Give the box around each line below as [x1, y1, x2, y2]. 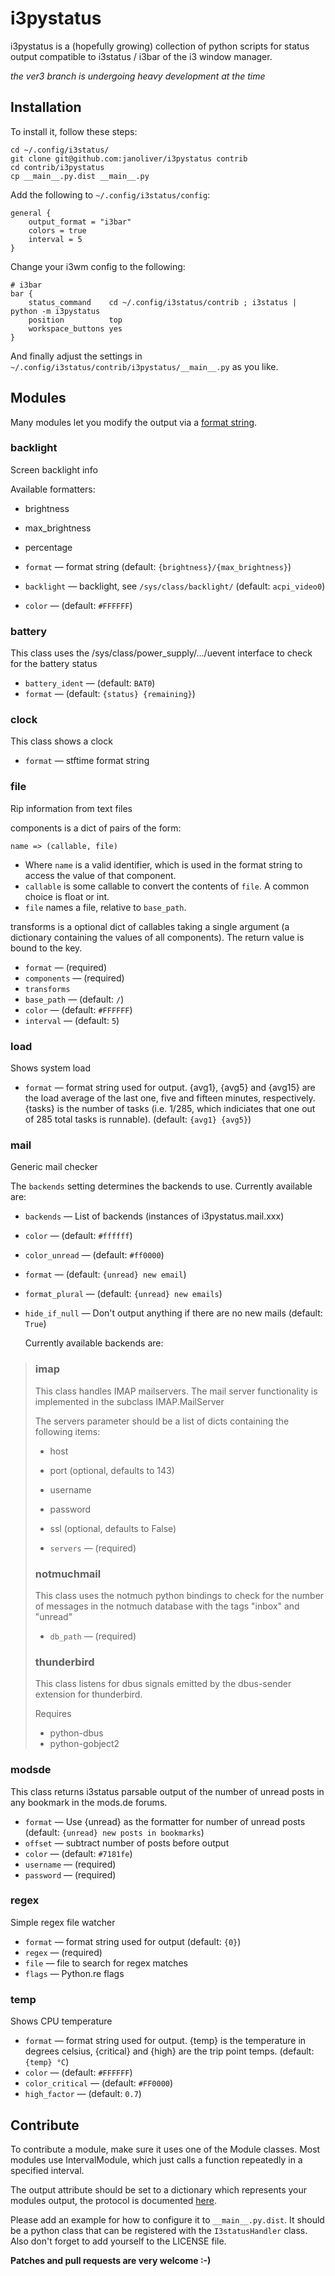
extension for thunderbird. [34, 1688, 143, 1701]
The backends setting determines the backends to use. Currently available [10, 1180, 313, 1192]
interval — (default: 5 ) [24, 1014, 120, 1026]
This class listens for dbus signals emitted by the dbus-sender [34, 1678, 292, 1690]
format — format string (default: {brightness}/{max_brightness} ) [24, 560, 292, 572]
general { [10, 208, 52, 218]
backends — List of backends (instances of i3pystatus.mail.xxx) [24, 1210, 285, 1222]
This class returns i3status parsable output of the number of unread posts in [10, 1785, 325, 1797]
